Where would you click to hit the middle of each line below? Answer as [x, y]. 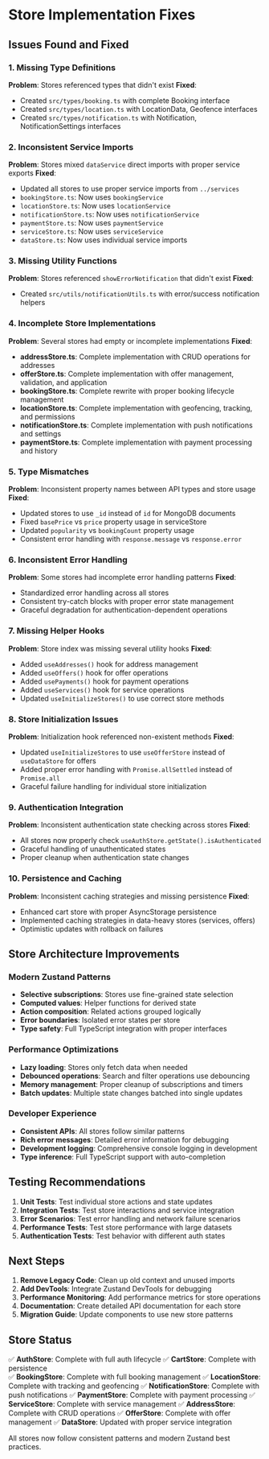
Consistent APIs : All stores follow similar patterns [102, 1131]
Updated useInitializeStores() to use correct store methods [122, 698]
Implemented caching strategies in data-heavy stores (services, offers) [137, 920]
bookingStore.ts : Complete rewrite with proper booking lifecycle [127, 391]
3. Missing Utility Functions [63, 261]
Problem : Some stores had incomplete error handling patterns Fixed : [122, 577]
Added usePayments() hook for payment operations [104, 681]
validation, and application [63, 382]
